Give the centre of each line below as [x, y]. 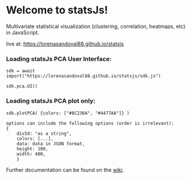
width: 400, [31, 154]
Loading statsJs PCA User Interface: [59, 59]
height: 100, [33, 149]
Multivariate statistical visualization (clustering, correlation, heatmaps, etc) [96, 26]
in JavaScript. [23, 32]
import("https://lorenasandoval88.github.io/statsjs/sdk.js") [83, 76]
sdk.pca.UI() [22, 86]
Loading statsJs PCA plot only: [51, 101]
